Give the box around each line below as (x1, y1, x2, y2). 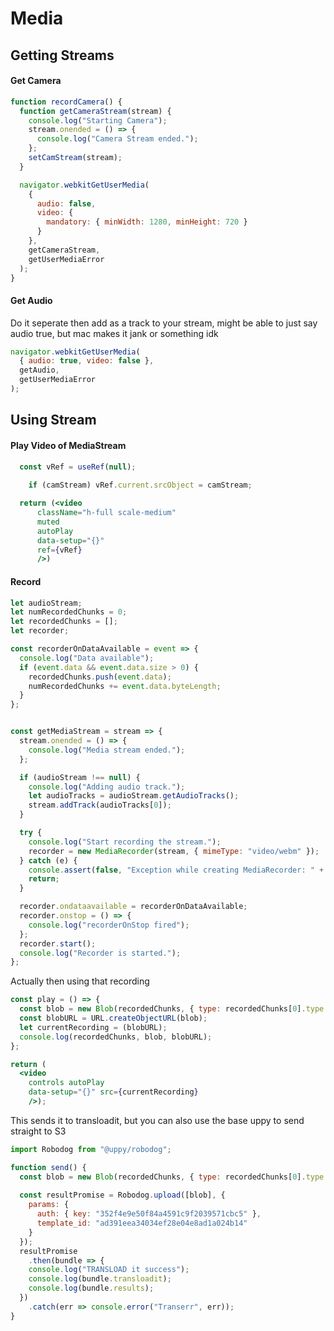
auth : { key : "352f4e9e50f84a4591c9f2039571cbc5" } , (36, 1209, 262, 1219)
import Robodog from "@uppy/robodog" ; (10, 1144, 172, 1154)
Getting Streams (10, 47, 115, 64)
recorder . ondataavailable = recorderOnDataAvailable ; (19, 902, 248, 912)
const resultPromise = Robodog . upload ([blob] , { (19, 1190, 226, 1201)
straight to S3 (10, 1125, 67, 1137)
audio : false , (36, 198, 97, 209)
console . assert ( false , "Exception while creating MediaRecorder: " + (28, 865, 325, 875)
